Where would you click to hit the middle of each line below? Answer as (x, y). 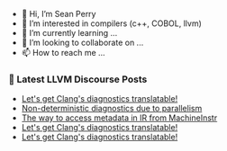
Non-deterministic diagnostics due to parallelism (112, 109)
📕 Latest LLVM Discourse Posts (78, 79)
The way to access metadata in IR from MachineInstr (119, 118)
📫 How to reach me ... (63, 53)
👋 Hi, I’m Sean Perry (59, 14)
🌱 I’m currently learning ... (69, 33)
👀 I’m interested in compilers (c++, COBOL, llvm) (111, 23)
